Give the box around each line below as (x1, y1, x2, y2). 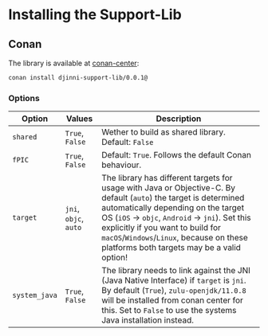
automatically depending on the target (100, 202, 245, 213)
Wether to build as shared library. (100, 127, 226, 138)
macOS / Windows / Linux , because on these (100, 232, 249, 244)
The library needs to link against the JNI (100, 265, 251, 276)
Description (156, 113, 202, 124)
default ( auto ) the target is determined (100, 193, 245, 204)
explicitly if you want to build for (100, 222, 222, 233)
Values (65, 113, 93, 124)
